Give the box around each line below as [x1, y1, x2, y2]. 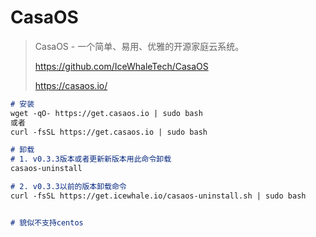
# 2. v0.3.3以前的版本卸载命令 [10, 182, 127, 192]
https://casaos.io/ [34, 79, 108, 91]
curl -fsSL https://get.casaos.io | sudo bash [10, 127, 208, 137]
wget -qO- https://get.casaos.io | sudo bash [10, 108, 203, 118]
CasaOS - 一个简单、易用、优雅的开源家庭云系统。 [34, 40, 245, 52]
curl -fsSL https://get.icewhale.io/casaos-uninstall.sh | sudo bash [10, 191, 307, 201]
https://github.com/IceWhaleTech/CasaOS [34, 60, 209, 72]
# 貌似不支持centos [10, 217, 84, 228]
